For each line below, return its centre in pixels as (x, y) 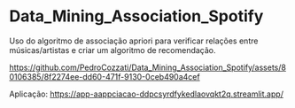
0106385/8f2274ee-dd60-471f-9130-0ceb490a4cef (105, 76)
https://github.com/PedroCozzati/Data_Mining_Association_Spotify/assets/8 (147, 67)
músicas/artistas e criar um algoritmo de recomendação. (113, 50)
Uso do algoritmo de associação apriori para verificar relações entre (134, 41)
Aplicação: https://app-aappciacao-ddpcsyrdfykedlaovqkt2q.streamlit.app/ (146, 94)
